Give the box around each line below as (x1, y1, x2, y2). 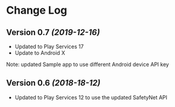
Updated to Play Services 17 (14, 43, 84, 50)
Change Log (6, 4, 67, 17)
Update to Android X (14, 49, 65, 56)
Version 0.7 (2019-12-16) (6, 27, 100, 37)
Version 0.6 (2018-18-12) (6, 78, 101, 88)
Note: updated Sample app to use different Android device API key (6, 61, 170, 68)
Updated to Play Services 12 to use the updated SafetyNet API (14, 93, 168, 101)
